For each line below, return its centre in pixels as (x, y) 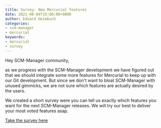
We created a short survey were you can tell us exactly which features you (81, 100)
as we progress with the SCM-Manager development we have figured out (80, 70)
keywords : (15, 37)
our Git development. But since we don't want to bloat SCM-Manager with (80, 80)
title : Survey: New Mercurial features (46, 10)
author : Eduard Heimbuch (31, 19)
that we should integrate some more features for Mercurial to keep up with (80, 75)
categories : (17, 23)
